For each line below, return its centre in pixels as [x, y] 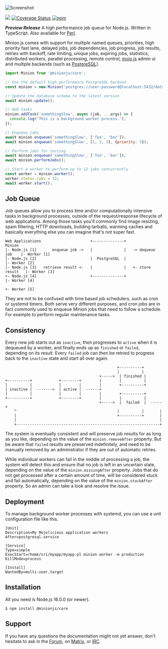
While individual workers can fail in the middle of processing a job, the [77, 459]
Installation [23, 587]
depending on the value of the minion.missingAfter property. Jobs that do [82, 470]
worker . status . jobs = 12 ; [32, 178]
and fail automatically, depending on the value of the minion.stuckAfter [79, 481]
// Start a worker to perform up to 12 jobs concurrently [67, 169]
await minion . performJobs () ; [35, 160]
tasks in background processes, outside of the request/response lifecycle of [84, 216]
